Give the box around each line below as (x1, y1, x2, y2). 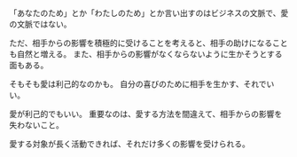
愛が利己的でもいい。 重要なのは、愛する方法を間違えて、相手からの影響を (9, 109, 283, 119)
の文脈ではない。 (9, 19, 72, 29)
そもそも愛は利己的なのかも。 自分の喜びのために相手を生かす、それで (9, 79, 268, 89)
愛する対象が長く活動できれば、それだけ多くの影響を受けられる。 (9, 138, 250, 149)
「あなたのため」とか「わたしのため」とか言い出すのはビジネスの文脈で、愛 (9, 8, 289, 18)
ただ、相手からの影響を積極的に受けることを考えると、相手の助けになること (9, 38, 288, 48)
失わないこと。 (9, 120, 64, 130)
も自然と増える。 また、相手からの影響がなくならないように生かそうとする (9, 49, 283, 59)
